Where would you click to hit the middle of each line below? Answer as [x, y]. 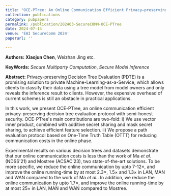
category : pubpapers [27, 19]
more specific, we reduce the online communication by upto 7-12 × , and [80, 167]
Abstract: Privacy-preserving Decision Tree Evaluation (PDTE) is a [75, 77]
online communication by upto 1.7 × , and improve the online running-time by [84, 183]
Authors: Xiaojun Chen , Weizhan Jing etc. [50, 57]
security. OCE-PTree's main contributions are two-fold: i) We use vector [81, 119]
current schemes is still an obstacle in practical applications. [68, 98]
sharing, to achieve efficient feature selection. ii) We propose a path [76, 129]
